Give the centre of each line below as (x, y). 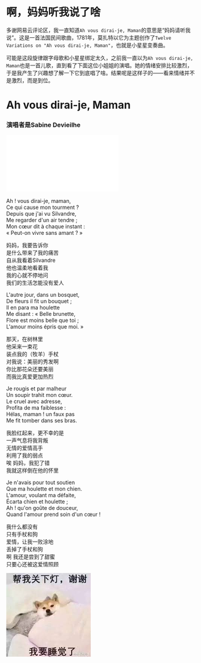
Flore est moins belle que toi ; (42, 320)
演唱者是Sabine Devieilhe (43, 125)
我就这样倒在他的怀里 (32, 471)
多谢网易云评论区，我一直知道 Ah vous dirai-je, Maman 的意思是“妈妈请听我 (98, 30)
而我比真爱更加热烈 (30, 377)
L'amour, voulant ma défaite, (41, 495)
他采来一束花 (22, 347)
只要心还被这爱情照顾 (32, 565)
